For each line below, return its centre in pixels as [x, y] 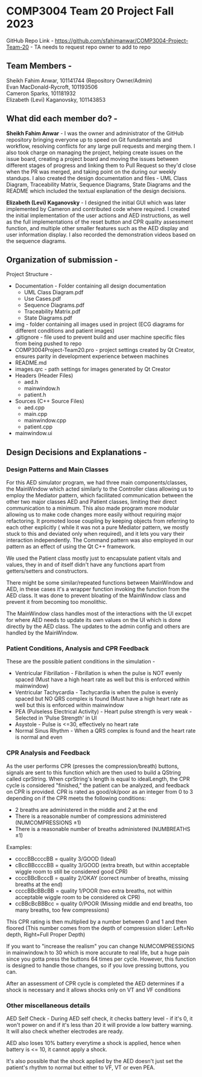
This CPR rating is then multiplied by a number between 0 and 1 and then [97, 922]
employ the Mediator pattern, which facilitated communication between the [100, 495]
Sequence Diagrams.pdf [54, 305]
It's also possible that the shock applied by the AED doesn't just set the [94, 1061]
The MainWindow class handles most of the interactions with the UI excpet [99, 614]
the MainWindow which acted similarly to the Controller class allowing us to [100, 489]
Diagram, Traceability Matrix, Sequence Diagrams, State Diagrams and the [99, 184]
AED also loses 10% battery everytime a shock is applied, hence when [93, 1043]
